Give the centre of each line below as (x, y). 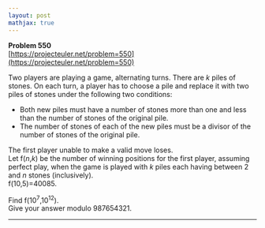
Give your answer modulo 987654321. (70, 208)
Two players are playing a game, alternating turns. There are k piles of (122, 77)
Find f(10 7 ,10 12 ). (34, 200)
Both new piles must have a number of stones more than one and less (133, 109)
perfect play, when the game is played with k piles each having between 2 (129, 166)
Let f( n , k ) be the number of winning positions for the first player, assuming (129, 158)
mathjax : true (32, 23)
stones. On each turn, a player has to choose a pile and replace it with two (129, 86)
